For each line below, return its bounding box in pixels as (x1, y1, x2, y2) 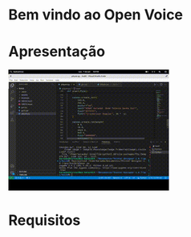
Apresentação (8, 43, 106, 61)
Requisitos (8, 211, 81, 230)
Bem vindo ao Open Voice (8, 6, 183, 24)
